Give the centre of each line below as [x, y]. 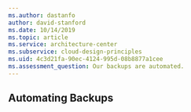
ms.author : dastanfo [42, 15]
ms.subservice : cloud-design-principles [75, 52]
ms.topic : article [38, 37]
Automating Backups [61, 98]
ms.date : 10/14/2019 [42, 30]
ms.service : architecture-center [63, 45]
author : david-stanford [47, 23]
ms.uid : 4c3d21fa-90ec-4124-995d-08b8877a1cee [86, 60]
